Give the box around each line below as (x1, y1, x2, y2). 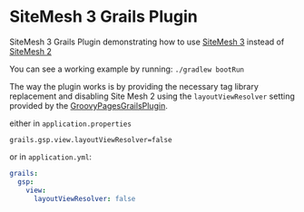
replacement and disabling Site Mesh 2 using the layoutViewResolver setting (9, 91, 295, 101)
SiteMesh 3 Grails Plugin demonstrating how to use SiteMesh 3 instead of (9, 36, 285, 47)
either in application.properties (9, 118, 132, 129)
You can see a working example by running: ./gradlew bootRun (9, 63, 245, 74)
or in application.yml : (9, 151, 93, 162)
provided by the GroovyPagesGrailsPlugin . (9, 100, 168, 111)
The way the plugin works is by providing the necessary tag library (9, 81, 259, 92)
